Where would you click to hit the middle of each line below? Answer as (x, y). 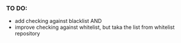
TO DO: (17, 8)
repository (27, 34)
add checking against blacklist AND (58, 21)
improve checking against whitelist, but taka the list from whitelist (95, 27)
